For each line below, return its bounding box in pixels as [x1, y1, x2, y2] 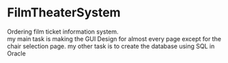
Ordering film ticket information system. [7, 27, 119, 36]
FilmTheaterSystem [7, 5, 121, 21]
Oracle [7, 49, 26, 58]
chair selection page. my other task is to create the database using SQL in [7, 42, 215, 50]
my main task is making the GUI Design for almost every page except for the [7, 34, 222, 42]
